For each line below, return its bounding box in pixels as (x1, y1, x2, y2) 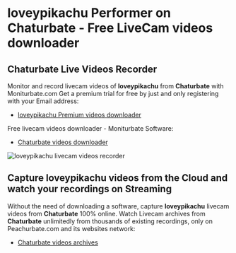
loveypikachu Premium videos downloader (17, 111, 141, 119)
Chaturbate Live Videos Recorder (7, 63, 158, 75)
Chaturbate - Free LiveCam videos (7, 20, 213, 36)
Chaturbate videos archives (17, 238, 99, 247)
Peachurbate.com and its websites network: (7, 224, 136, 233)
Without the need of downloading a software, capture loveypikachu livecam (7, 201, 230, 210)
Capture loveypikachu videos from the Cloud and (7, 172, 228, 184)
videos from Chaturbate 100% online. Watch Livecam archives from (7, 209, 206, 218)
